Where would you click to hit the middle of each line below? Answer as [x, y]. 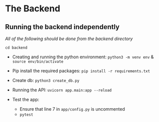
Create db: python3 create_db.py [46, 80]
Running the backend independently [62, 27]
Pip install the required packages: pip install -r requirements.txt [81, 71]
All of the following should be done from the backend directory [69, 39]
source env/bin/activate [38, 62]
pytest [26, 115]
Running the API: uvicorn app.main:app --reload [62, 90]
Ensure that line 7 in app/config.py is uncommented [72, 109]
